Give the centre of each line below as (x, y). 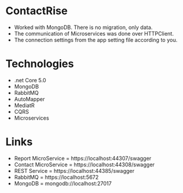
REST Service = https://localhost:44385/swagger (74, 171)
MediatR (24, 105)
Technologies (40, 64)
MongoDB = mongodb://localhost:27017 (63, 183)
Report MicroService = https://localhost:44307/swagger (83, 158)
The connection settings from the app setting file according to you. (96, 40)
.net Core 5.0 (30, 80)
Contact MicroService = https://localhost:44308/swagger (84, 165)
